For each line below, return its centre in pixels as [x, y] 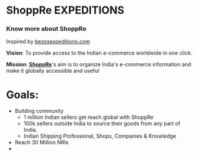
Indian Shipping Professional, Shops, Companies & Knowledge [100, 136]
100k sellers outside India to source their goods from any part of [102, 123]
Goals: [23, 95]
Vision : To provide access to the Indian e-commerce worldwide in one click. [99, 53]
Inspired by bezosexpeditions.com [48, 41]
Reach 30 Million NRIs [41, 142]
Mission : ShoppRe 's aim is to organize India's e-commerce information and [99, 64]
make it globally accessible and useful [53, 71]
